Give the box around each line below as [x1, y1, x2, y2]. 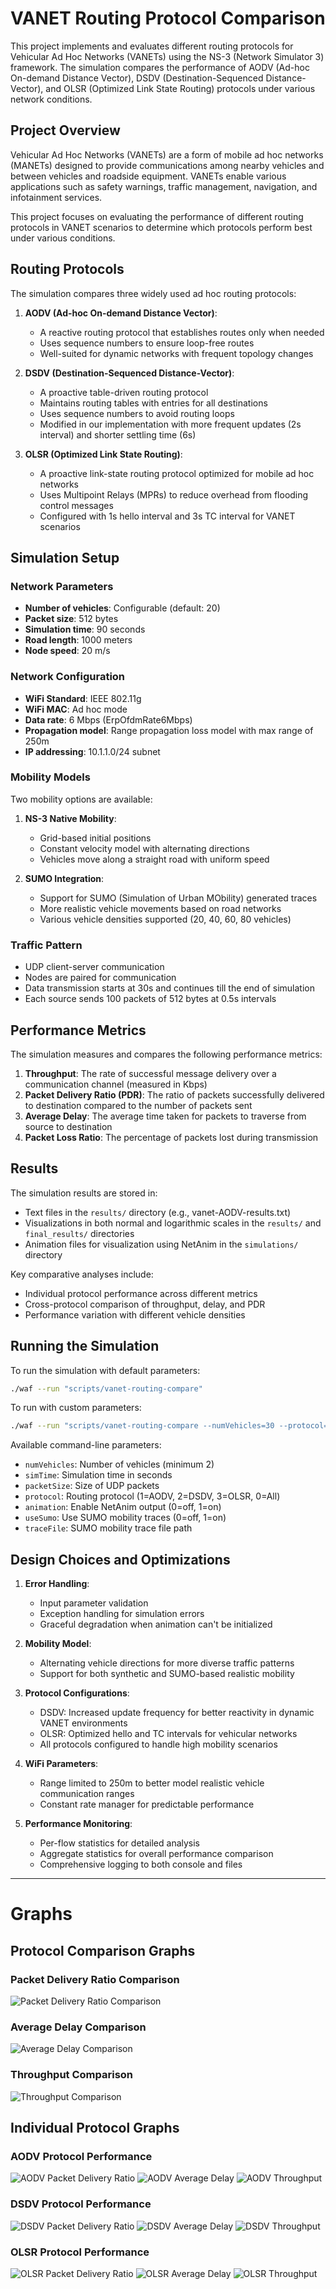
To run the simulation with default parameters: [10, 1364, 201, 1376]
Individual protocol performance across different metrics [24, 1287, 258, 1299]
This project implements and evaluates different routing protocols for [10, 40, 294, 52]
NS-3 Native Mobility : [24, 812, 117, 824]
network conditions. [10, 93, 93, 105]
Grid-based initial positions [39, 832, 152, 844]
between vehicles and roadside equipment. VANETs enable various [10, 170, 287, 182]
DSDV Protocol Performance [10, 2197, 152, 2211]
